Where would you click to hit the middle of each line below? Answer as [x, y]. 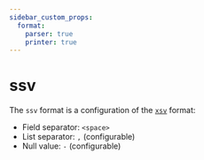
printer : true [51, 42]
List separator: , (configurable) [78, 137]
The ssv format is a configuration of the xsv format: [102, 110]
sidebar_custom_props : [51, 17]
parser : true [49, 34]
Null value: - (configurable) [71, 146]
